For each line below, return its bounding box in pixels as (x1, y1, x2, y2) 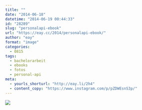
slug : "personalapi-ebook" (5, 26, 61, 31)
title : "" (5, 7, 26, 12)
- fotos (9, 68, 26, 73)
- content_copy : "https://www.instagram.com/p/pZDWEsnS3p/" (9, 86, 137, 91)
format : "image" (5, 40, 39, 45)
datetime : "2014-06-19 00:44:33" (5, 16, 75, 21)
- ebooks (9, 63, 28, 68)
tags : (5, 53, 16, 59)
